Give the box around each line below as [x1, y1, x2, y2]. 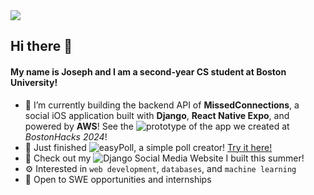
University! [10, 76, 58, 88]
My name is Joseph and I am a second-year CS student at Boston [10, 65, 287, 78]
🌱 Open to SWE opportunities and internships [24, 173, 212, 185]
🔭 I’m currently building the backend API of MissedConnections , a [24, 99, 300, 111]
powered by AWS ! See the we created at [24, 120, 290, 132]
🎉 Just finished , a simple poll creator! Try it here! [24, 141, 273, 153]
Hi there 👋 [10, 38, 73, 55]
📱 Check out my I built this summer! [24, 152, 305, 164]
